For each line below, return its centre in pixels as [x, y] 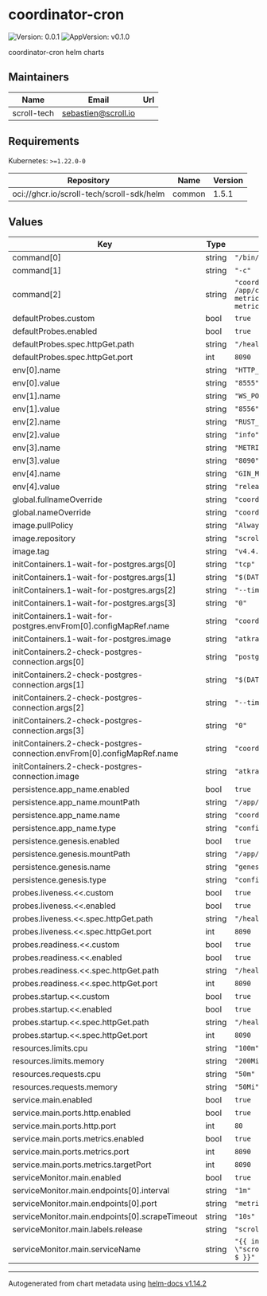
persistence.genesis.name [62, 867]
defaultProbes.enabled [55, 331]
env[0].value [36, 383]
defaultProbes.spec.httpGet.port [73, 358]
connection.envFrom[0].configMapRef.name [95, 754]
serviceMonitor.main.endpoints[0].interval [91, 1191]
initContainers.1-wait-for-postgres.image [92, 639]
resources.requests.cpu [56, 1075]
